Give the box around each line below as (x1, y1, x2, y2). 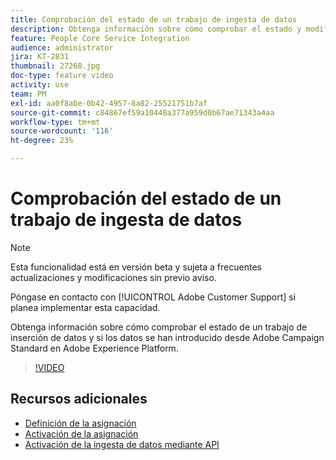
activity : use (10, 80, 70, 90)
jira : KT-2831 (10, 52, 70, 62)
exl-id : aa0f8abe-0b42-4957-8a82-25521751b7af (10, 98, 208, 108)
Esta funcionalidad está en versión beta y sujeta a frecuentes (10, 261, 262, 273)
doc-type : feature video (10, 71, 114, 81)
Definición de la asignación (24, 417, 137, 429)
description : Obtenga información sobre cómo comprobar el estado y (10, 24, 302, 34)
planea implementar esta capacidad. (10, 301, 161, 313)
